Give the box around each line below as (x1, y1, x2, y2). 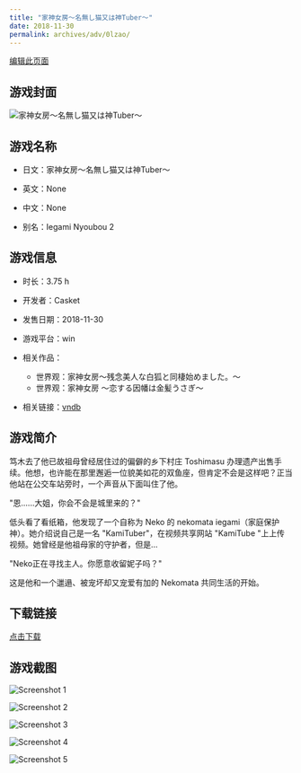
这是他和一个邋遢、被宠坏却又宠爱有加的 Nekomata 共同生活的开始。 (9, 576, 264, 588)
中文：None (22, 203, 67, 213)
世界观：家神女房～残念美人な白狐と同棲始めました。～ (35, 371, 241, 382)
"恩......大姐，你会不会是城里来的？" (9, 497, 141, 508)
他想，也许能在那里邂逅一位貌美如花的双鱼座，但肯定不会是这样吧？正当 (24, 467, 293, 478)
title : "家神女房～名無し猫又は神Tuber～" (9, 13, 153, 22)
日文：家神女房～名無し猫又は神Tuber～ (22, 164, 171, 175)
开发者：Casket (22, 294, 81, 305)
